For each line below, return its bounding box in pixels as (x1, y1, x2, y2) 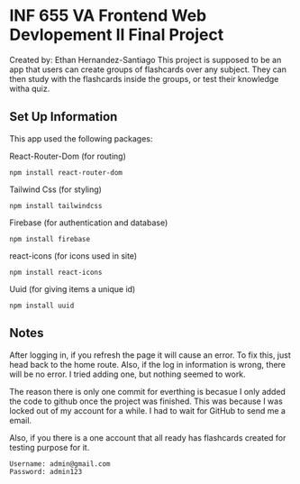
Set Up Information (9, 109, 118, 124)
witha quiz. (9, 83, 50, 94)
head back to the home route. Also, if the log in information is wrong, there (9, 359, 286, 370)
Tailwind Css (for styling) (9, 184, 102, 195)
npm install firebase (9, 234, 91, 243)
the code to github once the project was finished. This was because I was (9, 396, 284, 406)
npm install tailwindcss (9, 201, 103, 210)
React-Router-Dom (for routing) (9, 151, 126, 161)
